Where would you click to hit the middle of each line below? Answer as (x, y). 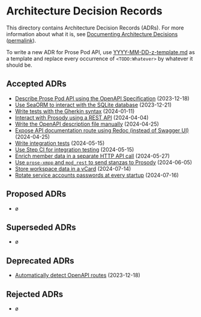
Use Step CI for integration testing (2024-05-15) (74, 149)
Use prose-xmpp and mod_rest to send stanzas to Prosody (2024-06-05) (103, 162)
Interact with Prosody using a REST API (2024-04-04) (82, 117)
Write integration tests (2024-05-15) (60, 143)
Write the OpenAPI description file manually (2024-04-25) (87, 124)
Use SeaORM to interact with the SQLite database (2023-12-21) (93, 105)
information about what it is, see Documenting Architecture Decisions (92, 34)
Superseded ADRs (41, 227)
